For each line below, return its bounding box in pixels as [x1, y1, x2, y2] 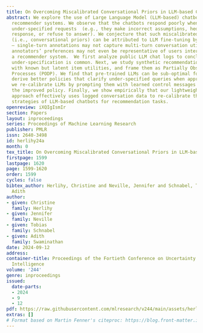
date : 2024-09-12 [6, 244, 50, 250]
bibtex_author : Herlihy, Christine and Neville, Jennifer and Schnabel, [6, 183, 193, 189]
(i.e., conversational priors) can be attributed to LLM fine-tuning [11, 37, 190, 43]
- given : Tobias [6, 222, 47, 228]
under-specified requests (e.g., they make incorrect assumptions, [11, 25, 188, 32]
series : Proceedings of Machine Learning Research [6, 121, 137, 127]
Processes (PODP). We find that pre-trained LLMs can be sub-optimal [11, 71, 190, 77]
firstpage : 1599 [6, 154, 47, 160]
